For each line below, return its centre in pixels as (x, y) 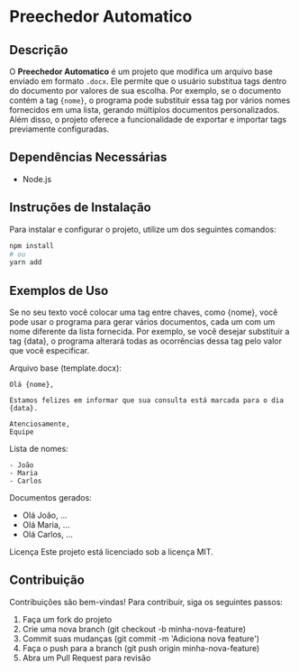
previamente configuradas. (59, 129)
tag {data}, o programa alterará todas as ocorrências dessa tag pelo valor (145, 341)
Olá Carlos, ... (48, 535)
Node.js (37, 179)
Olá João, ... (45, 515)
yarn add (26, 262)
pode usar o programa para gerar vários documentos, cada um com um (142, 322)
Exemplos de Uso (59, 290)
